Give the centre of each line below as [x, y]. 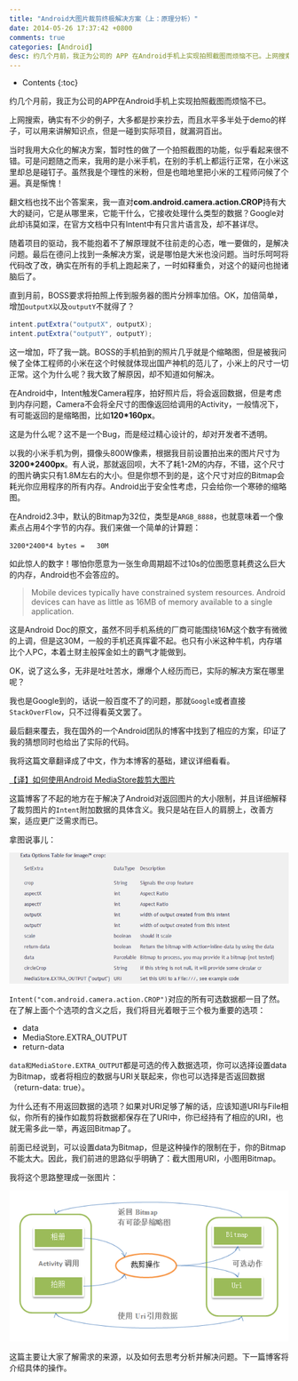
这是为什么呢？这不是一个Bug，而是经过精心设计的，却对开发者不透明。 [141, 434]
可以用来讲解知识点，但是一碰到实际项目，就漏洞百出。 [125, 131]
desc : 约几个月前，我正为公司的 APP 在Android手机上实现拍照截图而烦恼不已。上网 [144, 56]
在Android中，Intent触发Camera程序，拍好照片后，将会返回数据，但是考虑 [145, 393]
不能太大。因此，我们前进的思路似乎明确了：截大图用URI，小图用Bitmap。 [145, 1159]
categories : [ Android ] [51, 47]
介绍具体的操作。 [40, 1368]
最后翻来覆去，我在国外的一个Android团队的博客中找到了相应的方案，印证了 [148, 730]
